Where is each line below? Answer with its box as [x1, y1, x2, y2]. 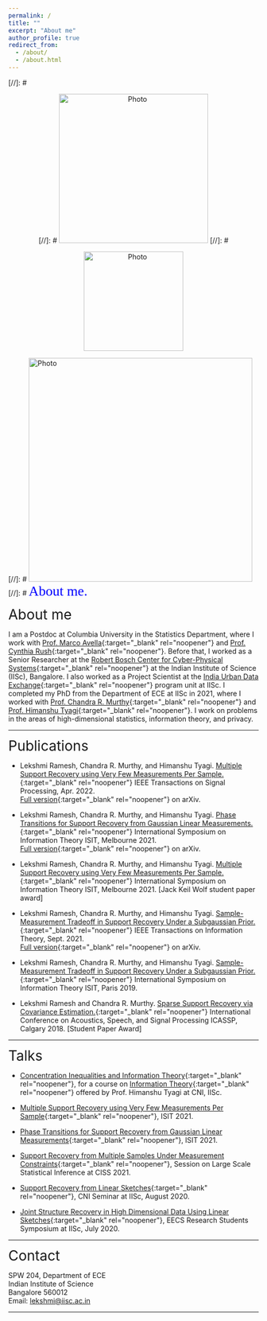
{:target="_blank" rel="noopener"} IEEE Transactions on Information [19, 925, 243, 935]
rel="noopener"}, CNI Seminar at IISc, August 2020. [19, 1191, 190, 1201]
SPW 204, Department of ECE [8, 1270, 106, 1280]
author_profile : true [8, 33, 80, 42]
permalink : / [8, 11, 52, 20]
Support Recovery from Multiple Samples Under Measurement [19, 1151, 225, 1160]
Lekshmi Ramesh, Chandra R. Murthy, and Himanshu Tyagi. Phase [19, 809, 237, 820]
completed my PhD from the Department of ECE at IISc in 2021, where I [8, 688, 242, 698]
